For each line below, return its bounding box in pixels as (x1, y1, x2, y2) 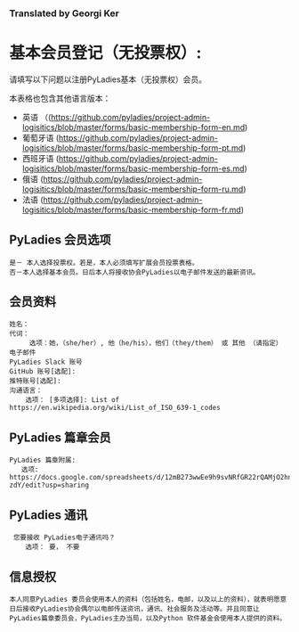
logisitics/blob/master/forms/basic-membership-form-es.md (21, 163, 245, 174)
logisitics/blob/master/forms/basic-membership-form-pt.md (21, 142, 243, 153)
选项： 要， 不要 (25, 543, 80, 552)
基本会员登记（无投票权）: (9, 43, 202, 63)
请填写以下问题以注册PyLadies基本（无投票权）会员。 (9, 74, 207, 85)
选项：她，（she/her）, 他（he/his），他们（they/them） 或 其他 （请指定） (28, 339, 283, 348)
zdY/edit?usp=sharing (9, 480, 90, 490)
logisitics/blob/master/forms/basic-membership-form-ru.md (21, 184, 244, 194)
